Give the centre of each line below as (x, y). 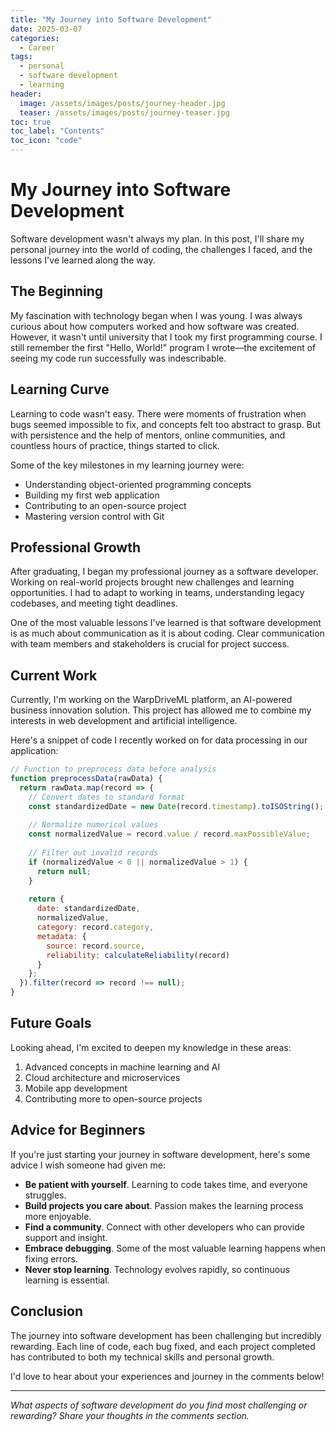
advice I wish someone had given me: (88, 1165)
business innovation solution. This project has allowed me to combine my (161, 710)
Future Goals (51, 1023)
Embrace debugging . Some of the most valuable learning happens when (175, 1248)
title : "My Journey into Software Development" (111, 19)
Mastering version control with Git (94, 516)
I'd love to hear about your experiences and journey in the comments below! (167, 1376)
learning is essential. (67, 1280)
